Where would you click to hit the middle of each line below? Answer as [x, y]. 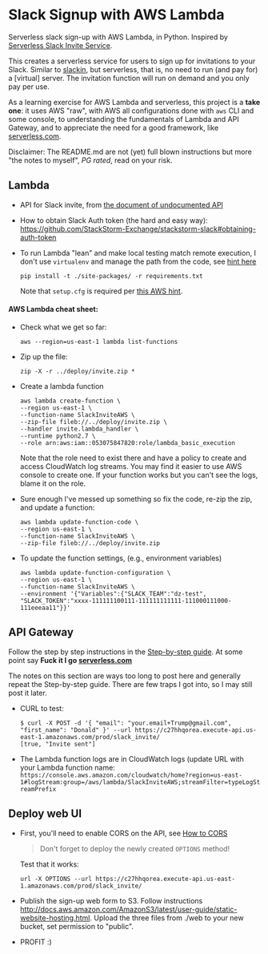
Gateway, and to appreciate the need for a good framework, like [114, 127]
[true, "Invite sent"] [58, 744]
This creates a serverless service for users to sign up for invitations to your [132, 61]
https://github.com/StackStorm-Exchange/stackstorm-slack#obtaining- [138, 228]
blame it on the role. [53, 483]
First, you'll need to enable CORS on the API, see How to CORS [124, 833]
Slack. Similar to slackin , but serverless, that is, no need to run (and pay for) [133, 69]
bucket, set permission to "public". [77, 926]
